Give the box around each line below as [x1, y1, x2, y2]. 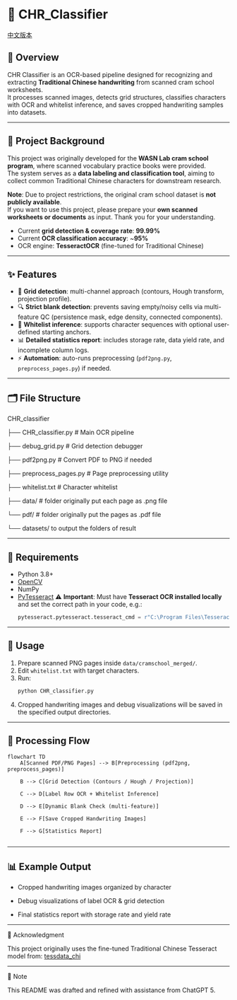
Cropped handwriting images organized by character [17, 883, 171, 892]
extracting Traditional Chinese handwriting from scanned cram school [7, 78, 214, 86]
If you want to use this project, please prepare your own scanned [7, 205, 198, 214]
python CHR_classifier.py [17, 687, 94, 694]
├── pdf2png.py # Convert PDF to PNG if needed [7, 455, 152, 464]
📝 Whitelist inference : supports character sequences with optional [17, 320, 213, 329]
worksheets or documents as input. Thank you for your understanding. [7, 212, 216, 221]
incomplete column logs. [17, 346, 90, 354]
